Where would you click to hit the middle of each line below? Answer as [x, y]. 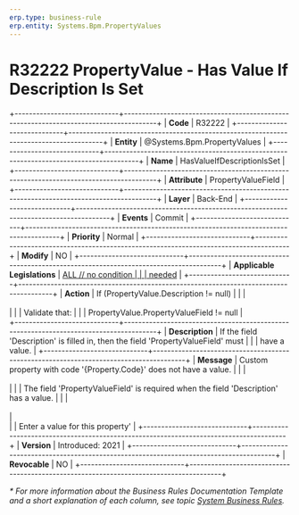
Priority [86, 237]
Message [215, 360]
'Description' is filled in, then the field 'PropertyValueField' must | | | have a [147, 341]
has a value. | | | [39, 398]
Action [77, 294]
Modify [35, 256]
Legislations [33, 275]
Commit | [172, 218]
